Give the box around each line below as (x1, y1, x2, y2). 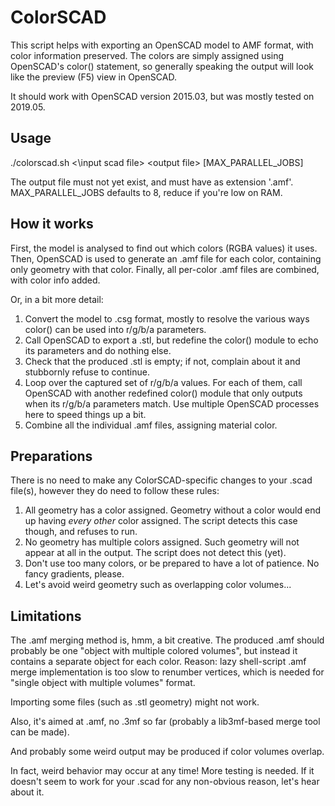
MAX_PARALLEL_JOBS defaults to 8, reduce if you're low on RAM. (10, 186, 283, 198)
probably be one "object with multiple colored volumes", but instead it (10, 645, 298, 657)
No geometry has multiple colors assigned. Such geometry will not (24, 536, 300, 548)
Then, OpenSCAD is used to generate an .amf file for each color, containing (10, 252, 322, 265)
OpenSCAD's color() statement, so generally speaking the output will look (10, 60, 314, 72)
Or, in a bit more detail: (10, 293, 104, 305)
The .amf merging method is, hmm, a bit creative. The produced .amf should (10, 634, 325, 646)
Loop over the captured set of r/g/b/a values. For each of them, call (24, 376, 303, 388)
